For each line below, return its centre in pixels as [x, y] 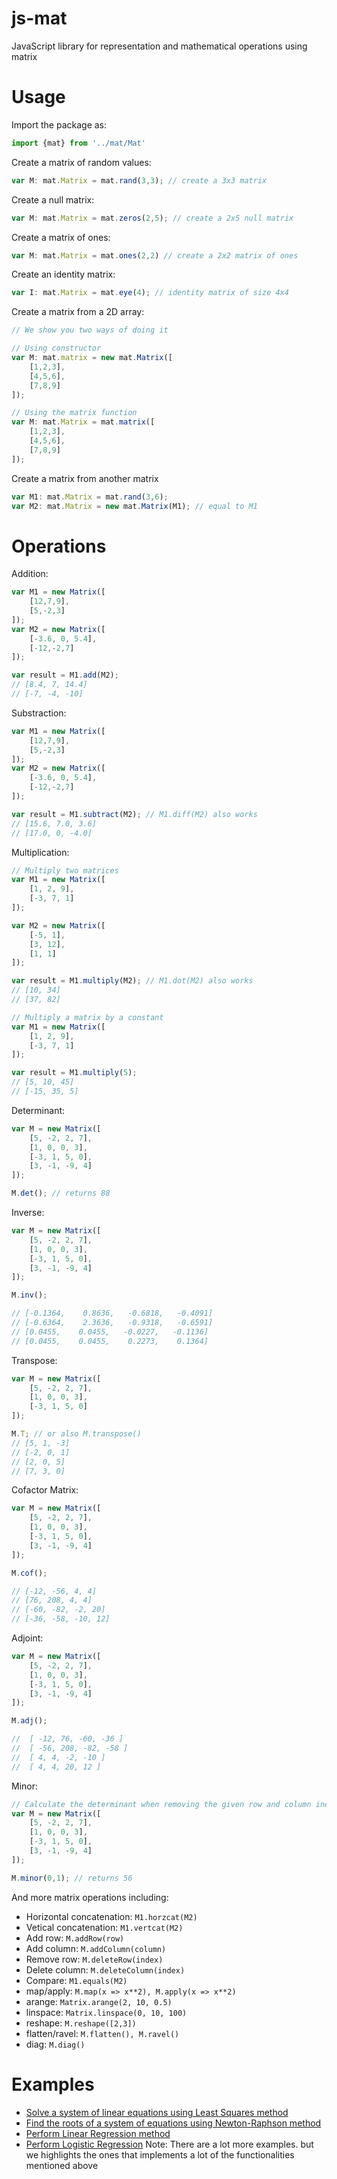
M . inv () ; [29, 1295]
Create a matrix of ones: [61, 237]
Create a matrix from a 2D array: [78, 312]
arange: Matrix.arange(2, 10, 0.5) [99, 2001]
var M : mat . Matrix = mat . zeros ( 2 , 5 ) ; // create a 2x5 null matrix [152, 218]
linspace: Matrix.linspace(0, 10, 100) [106, 2012]
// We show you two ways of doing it [90, 330]
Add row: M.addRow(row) [75, 1938]
